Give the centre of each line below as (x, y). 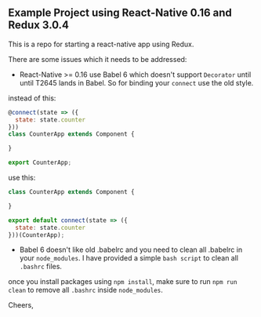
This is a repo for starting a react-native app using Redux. (101, 44)
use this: (22, 178)
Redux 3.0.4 (38, 26)
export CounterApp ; (40, 163)
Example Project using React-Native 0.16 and (120, 13)
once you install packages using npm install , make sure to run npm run (123, 282)
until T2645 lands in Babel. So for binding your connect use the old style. (136, 82)
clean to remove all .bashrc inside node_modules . (85, 290)
